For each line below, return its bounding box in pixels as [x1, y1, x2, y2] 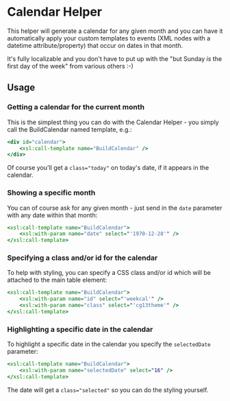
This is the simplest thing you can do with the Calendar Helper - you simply [7, 118, 219, 126]
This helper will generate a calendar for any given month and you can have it [7, 27, 223, 35]
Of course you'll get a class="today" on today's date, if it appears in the [7, 164, 209, 172]
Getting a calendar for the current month [7, 102, 145, 112]
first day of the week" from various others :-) [7, 62, 133, 70]
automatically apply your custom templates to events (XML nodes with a [7, 34, 211, 42]
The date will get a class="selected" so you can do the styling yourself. [7, 385, 209, 394]
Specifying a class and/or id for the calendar [7, 253, 158, 263]
